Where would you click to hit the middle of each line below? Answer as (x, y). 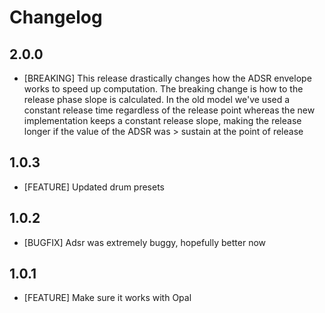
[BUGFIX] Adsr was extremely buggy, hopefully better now (145, 242)
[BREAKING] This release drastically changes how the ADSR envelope (167, 78)
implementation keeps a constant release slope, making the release (162, 120)
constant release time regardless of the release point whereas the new (169, 110)
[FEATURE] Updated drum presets (94, 187)
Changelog (56, 17)
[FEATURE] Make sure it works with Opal (107, 298)
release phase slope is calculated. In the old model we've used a (157, 99)
